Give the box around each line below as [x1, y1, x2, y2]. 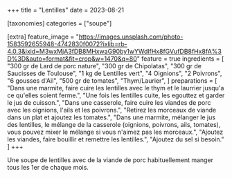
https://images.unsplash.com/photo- [78, 32, 184, 41]
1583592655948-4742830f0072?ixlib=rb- [7, 40, 128, 48]
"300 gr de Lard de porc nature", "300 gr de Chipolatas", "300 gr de [7, 62, 202, 70]
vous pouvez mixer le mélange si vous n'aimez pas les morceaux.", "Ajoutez [7, 128, 224, 136]
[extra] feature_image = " [7, 32, 80, 41]
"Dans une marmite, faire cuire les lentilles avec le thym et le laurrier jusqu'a [7, 84, 224, 92]
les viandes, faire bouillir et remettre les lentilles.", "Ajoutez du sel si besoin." [7, 135, 224, 144]
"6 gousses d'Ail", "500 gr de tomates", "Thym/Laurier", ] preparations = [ [7, 77, 217, 85]
